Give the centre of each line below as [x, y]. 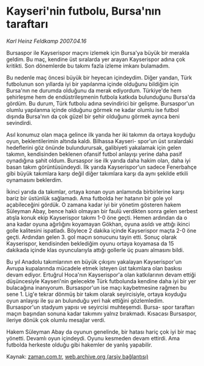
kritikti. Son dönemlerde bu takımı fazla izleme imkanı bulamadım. [88, 66]
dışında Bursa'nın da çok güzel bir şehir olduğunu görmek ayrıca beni [93, 116]
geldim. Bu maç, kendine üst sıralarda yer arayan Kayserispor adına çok [96, 59]
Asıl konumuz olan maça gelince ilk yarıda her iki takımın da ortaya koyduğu [101, 135]
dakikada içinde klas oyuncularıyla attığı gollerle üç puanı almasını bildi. [95, 250]
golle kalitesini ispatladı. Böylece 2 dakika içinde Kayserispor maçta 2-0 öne [101, 230]
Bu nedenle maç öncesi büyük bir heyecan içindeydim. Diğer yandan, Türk [99, 77]
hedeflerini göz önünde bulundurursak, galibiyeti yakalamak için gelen [94, 147]
